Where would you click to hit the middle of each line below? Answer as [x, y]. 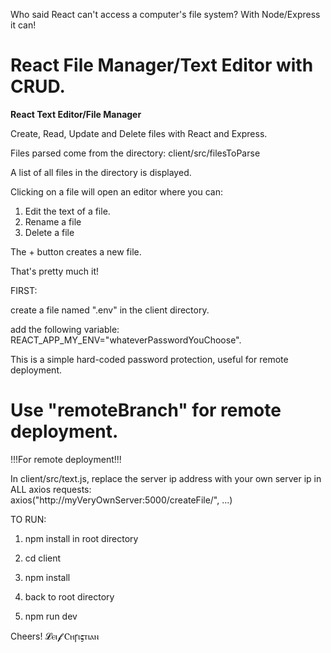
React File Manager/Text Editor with [162, 65]
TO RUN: [28, 519]
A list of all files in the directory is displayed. [101, 172]
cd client [43, 558]
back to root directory [69, 596]
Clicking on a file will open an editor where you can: [117, 191]
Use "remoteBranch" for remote [146, 410]
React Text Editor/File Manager [76, 114]
